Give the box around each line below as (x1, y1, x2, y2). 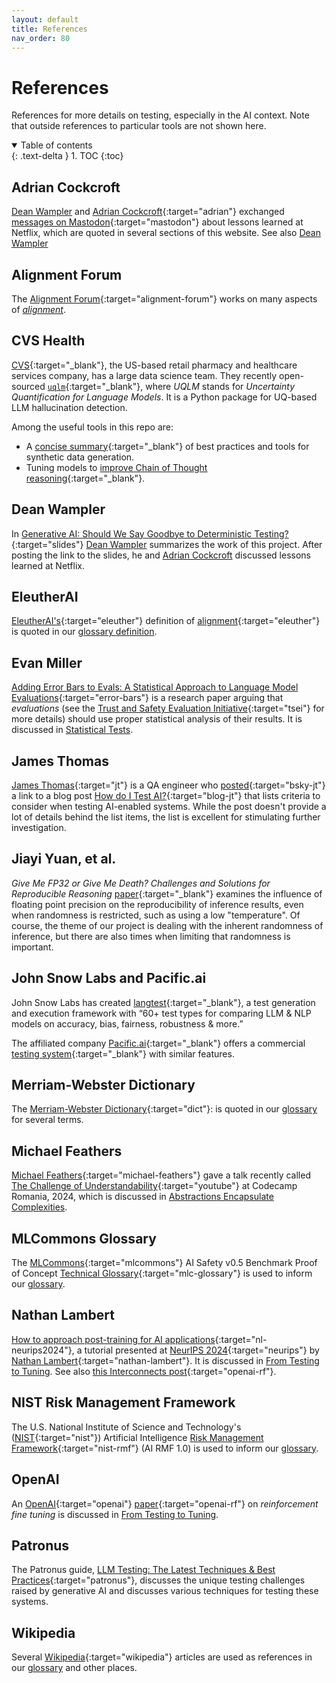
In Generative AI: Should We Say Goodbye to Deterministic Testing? (11, 527, 289, 540)
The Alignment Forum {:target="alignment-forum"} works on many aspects (11, 292, 318, 305)
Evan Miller (11, 654, 83, 671)
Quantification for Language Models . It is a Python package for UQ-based (11, 391, 318, 403)
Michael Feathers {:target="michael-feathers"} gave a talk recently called (11, 1169, 311, 1181)
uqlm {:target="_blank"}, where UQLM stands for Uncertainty (47, 380, 296, 392)
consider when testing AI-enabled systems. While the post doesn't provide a (11, 801, 327, 812)
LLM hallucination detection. (11, 401, 128, 413)
